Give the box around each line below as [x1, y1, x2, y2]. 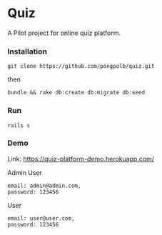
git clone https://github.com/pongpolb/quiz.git [7, 63, 155, 70]
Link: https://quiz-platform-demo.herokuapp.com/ [7, 154, 155, 163]
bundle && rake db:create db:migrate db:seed [7, 89, 145, 96]
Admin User [7, 168, 43, 176]
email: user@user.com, [7, 214, 75, 222]
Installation [7, 46, 48, 56]
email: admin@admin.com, [7, 182, 81, 189]
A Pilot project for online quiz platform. [7, 29, 121, 37]
